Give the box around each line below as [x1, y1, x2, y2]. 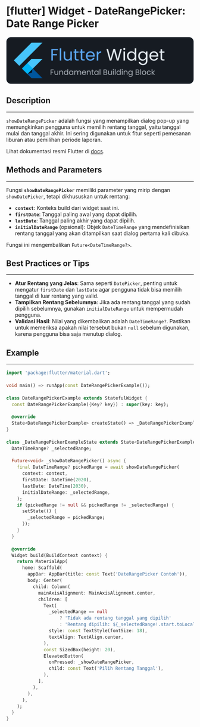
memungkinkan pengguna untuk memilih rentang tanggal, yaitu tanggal [6, 123, 181, 131]
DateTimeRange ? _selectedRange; [11, 446, 92, 451]
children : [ [37, 596, 68, 602]
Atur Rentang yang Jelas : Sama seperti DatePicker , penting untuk [14, 280, 177, 287]
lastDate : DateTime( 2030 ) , [21, 483, 89, 489]
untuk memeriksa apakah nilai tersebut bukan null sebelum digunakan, [14, 324, 190, 332]
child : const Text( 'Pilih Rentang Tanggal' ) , [48, 666, 164, 672]
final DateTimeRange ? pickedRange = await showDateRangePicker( [17, 464, 180, 471]
